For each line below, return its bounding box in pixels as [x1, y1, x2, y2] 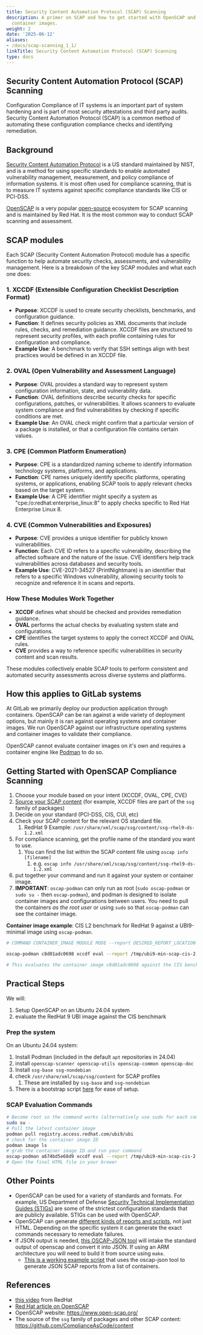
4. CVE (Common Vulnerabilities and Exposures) [6, 520, 152, 529]
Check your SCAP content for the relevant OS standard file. [14, 817, 163, 825]
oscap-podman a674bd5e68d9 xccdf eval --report [6, 1154, 129, 1160]
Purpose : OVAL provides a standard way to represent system [14, 380, 168, 387]
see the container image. [14, 910, 77, 917]
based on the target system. [14, 486, 86, 493]
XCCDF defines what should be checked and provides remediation [14, 608, 181, 615]
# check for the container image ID [6, 1137, 98, 1143]
